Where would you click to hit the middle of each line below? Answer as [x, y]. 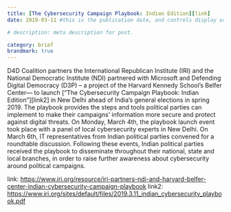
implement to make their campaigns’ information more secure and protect [111, 115]
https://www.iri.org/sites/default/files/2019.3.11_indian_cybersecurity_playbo [114, 194]
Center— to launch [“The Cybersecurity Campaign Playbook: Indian [103, 93]
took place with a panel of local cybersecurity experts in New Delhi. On [108, 129]
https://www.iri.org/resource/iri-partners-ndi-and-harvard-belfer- [113, 179]
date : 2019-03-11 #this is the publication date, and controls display [112, 20]
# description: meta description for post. [70, 32]
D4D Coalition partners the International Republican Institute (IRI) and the [111, 71]
